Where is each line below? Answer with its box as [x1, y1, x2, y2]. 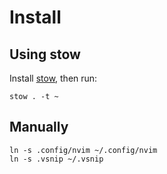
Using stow [9, 46, 81, 63]
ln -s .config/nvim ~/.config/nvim [9, 145, 158, 155]
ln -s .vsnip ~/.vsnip [9, 154, 104, 164]
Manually [9, 119, 69, 136]
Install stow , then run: [9, 72, 98, 84]
